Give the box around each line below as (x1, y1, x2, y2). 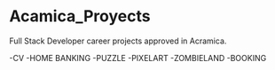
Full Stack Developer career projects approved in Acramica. (9, 35, 227, 46)
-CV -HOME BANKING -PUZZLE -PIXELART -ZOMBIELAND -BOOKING (9, 52, 267, 63)
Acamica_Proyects (9, 6, 151, 27)
